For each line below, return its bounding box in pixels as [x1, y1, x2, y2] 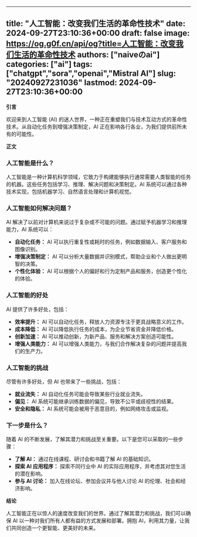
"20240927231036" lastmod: [6, 77, 117, 88]
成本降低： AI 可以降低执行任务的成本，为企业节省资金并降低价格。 [14, 325, 177, 332]
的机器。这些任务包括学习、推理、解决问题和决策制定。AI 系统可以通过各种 [6, 181, 188, 188]
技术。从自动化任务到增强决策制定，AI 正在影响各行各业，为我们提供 [6, 123, 172, 130]
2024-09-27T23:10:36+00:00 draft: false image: [6, 28, 190, 38]
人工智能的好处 [6, 291, 49, 299]
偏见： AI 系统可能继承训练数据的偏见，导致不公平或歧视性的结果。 [14, 398, 177, 405]
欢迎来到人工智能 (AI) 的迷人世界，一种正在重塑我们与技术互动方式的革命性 [6, 116, 188, 123]
